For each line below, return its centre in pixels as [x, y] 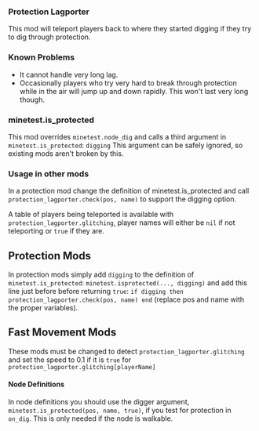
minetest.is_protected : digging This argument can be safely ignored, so [126, 145]
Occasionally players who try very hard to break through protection [128, 83]
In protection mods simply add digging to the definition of [101, 274]
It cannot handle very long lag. [69, 74]
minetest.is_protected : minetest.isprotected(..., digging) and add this [128, 283]
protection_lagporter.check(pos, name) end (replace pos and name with [126, 299]
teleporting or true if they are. [56, 231]
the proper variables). [43, 308]
